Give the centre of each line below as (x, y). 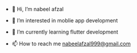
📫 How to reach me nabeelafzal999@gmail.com (71, 44)
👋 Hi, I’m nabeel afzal (38, 9)
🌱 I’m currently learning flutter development (65, 32)
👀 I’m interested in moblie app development (65, 20)
